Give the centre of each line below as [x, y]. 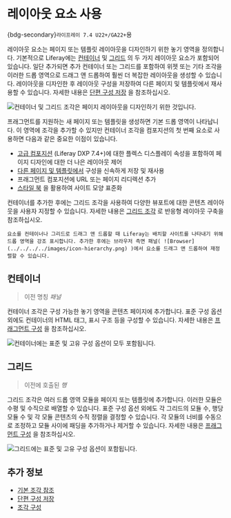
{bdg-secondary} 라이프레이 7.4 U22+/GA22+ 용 [70, 34]
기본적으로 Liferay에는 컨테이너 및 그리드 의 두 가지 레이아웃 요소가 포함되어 [118, 58]
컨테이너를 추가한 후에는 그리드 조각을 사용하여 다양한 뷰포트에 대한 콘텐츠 [107, 202]
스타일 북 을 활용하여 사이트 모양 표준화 [70, 187]
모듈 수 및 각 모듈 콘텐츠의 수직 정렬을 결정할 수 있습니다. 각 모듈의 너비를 [105, 417]
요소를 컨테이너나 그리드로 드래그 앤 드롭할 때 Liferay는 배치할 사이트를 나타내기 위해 [115, 234]
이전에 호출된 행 [45, 385]
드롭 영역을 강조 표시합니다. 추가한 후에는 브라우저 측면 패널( [84, 241]
